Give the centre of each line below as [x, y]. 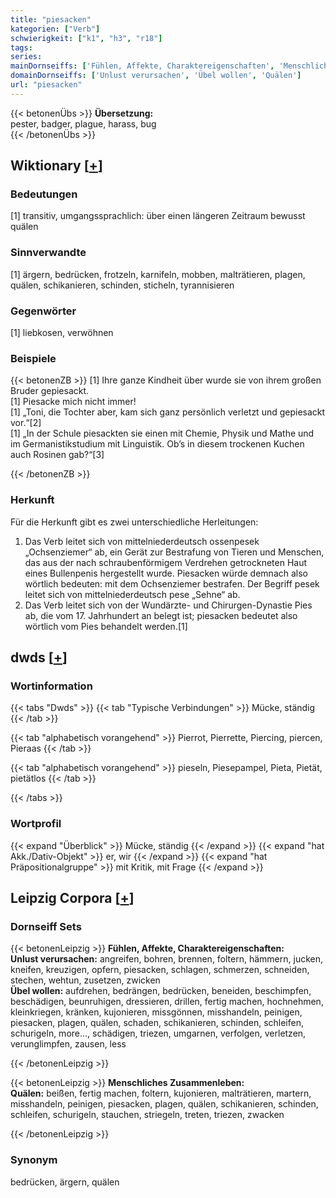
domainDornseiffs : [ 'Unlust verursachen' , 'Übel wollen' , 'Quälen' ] [156, 76]
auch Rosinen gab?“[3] [57, 455]
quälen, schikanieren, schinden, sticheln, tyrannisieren [122, 285]
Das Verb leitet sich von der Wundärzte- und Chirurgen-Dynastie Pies [168, 605]
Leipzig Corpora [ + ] [72, 898]
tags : [21, 47]
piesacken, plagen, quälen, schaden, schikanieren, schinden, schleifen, [157, 1023]
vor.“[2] [26, 423]
